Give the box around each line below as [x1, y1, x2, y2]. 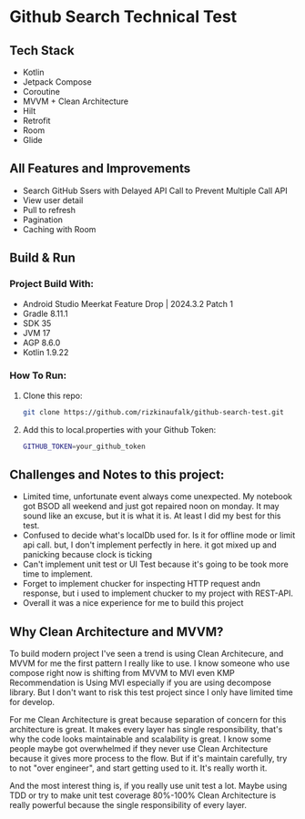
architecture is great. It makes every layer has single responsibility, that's [9, 724, 283, 735]
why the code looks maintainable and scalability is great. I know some [9, 733, 271, 744]
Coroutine [22, 87, 61, 97]
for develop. [9, 697, 55, 708]
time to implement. [22, 568, 93, 579]
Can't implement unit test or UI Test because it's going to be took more [22, 558, 289, 570]
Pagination [22, 214, 64, 225]
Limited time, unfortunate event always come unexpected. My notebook [22, 491, 293, 502]
